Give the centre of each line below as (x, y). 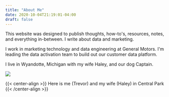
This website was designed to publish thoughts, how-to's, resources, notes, (85, 34)
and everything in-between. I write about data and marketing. (69, 39)
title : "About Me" (25, 10)
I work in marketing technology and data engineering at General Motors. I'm (85, 49)
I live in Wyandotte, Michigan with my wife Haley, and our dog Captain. (79, 64)
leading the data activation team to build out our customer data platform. (81, 54)
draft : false (19, 19)
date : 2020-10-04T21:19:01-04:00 (41, 15)
